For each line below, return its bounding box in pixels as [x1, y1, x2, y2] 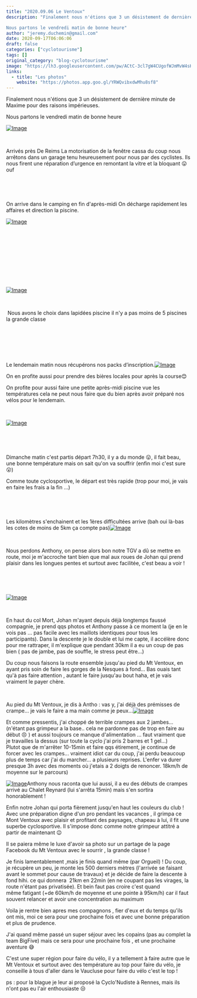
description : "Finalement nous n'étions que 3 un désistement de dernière [6, 14, 193, 20]
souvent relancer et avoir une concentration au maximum [6, 896, 144, 903]
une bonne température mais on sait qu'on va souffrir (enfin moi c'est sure [6, 460, 186, 467]
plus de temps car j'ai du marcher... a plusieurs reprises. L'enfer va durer [6, 756, 182, 763]
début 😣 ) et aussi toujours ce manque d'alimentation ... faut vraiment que [6, 731, 186, 738]
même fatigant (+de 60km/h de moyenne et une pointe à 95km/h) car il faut [6, 890, 189, 897]
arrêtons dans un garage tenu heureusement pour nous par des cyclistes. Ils [6, 154, 191, 161]
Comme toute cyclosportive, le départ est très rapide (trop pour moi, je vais [6, 478, 188, 485]
